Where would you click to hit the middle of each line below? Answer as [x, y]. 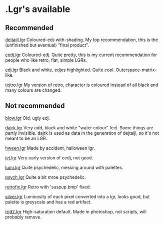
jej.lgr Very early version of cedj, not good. [49, 158]
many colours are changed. [33, 90]
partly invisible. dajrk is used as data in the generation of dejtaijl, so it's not [82, 133]
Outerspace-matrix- [136, 70]
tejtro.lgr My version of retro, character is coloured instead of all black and [82, 85]
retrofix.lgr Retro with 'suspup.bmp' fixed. [48, 187]
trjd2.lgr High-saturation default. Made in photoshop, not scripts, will [76, 211]
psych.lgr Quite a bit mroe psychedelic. [45, 177]
